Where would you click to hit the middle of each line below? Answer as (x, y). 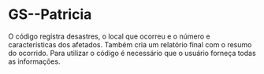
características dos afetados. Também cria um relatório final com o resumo (130, 44)
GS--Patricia (50, 15)
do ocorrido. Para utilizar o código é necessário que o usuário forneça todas (132, 53)
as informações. (34, 61)
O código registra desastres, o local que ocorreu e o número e (109, 36)
